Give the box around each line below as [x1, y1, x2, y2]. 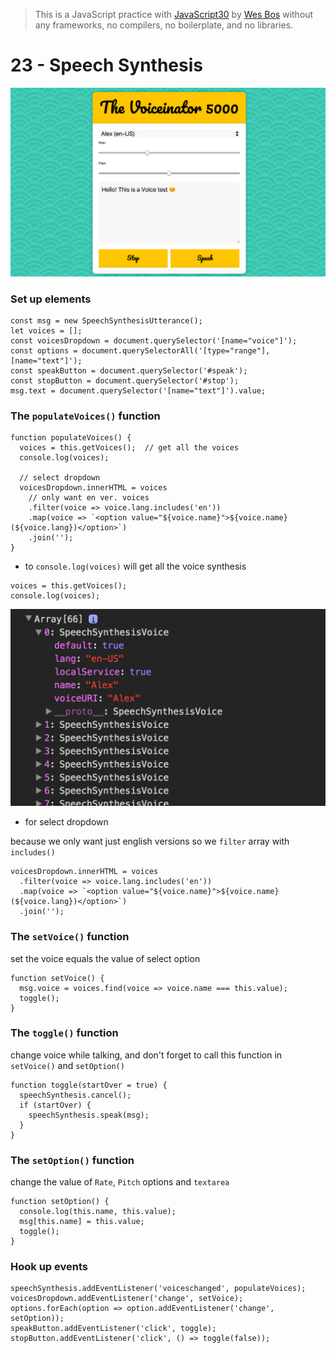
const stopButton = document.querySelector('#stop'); [10, 375, 240, 386]
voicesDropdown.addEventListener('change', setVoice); [10, 1294, 244, 1304]
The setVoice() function [10, 930, 130, 944]
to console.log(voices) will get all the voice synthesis [24, 560, 247, 573]
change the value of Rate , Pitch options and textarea [10, 1176, 230, 1188]
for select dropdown [24, 816, 109, 828]
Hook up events [10, 1260, 88, 1274]
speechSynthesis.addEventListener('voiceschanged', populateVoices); [10, 1284, 307, 1294]
